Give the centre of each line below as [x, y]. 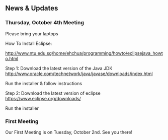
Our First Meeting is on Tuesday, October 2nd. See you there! [69, 132]
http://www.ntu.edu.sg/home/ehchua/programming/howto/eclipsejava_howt [84, 53]
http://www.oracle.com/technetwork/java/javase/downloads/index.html [79, 74]
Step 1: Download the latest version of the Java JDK [59, 68]
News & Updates [32, 8]
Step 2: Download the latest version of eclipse [53, 93]
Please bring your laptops [32, 33]
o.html [12, 58]
